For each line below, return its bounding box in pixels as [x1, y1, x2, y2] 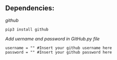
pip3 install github [5, 27, 49, 32]
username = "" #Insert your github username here [5, 45, 112, 50]
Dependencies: [5, 4, 55, 12]
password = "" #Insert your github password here [5, 49, 112, 54]
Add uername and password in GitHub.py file [5, 35, 100, 41]
